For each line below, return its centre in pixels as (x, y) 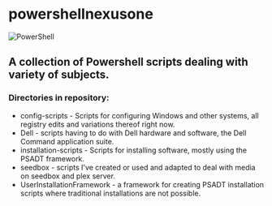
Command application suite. (67, 141)
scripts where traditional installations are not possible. (110, 193)
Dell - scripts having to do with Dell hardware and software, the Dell (133, 133)
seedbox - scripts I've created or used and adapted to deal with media (138, 167)
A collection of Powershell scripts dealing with (129, 62)
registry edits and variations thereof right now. (97, 124)
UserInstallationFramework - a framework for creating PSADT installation (142, 184)
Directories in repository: (59, 98)
